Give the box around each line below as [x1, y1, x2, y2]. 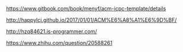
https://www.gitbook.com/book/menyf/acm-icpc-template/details [6, 5, 166, 12]
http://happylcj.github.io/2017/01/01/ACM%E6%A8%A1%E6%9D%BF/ [6, 17, 177, 23]
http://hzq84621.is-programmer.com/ [6, 28, 97, 35]
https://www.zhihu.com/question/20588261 [6, 40, 113, 46]
